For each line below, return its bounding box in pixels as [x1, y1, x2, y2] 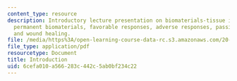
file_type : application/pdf [7, 43, 90, 50]
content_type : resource [7, 10, 78, 18]
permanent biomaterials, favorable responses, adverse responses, [13, 23, 213, 30]
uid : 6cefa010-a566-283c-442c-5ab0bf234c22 [7, 63, 138, 70]
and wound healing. [13, 30, 71, 37]
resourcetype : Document [7, 50, 78, 57]
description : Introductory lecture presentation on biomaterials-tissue [7, 17, 226, 24]
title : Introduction [7, 56, 68, 63]
